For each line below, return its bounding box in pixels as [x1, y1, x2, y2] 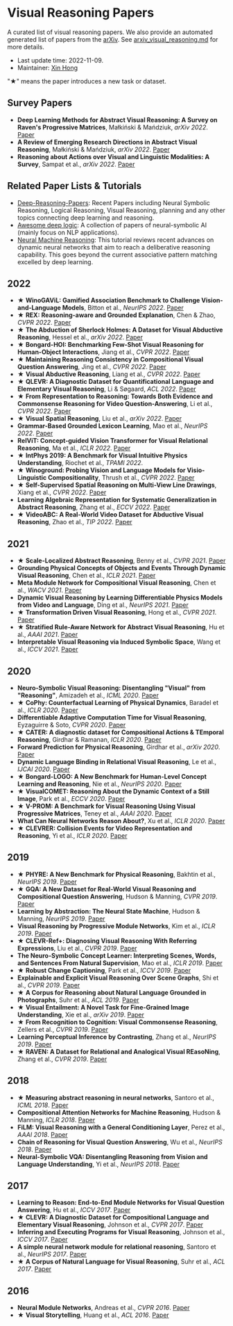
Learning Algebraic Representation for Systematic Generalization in [17, 496, 217, 504]
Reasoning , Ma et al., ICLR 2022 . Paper [17, 444, 131, 453]
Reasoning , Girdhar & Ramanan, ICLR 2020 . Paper [17, 736, 162, 743]
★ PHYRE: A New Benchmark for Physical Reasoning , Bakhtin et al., [17, 870, 216, 878]
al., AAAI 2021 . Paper [17, 631, 78, 639]
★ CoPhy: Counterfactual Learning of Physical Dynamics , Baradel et [17, 699, 219, 706]
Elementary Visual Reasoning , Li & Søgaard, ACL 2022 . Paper [17, 385, 196, 394]
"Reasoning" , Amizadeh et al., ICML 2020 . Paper [17, 691, 159, 700]
